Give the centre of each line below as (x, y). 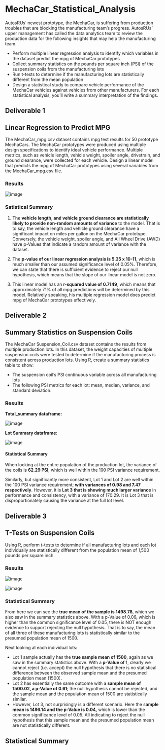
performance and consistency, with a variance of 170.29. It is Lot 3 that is (79, 495)
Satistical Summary (29, 207)
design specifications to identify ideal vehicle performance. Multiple (74, 150)
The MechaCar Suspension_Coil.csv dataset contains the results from (76, 344)
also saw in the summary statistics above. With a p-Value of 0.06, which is (80, 617)
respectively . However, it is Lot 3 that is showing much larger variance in (81, 490)
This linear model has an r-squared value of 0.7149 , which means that (84, 284)
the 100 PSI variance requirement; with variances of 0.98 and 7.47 (73, 485)
